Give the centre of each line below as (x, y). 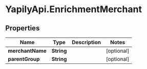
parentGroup (24, 59)
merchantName (27, 51)
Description (86, 42)
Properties (23, 28)
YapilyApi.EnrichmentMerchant (74, 9)
